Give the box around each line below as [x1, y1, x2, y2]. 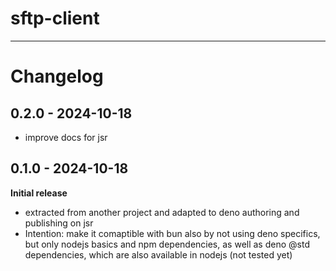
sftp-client [10, 7, 100, 30]
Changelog [10, 65, 104, 88]
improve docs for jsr [24, 131, 108, 143]
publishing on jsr [24, 217, 94, 229]
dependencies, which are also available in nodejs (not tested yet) [24, 248, 293, 261]
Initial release [10, 187, 68, 199]
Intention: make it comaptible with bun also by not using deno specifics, [24, 227, 321, 239]
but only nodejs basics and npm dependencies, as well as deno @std [24, 238, 310, 250]
